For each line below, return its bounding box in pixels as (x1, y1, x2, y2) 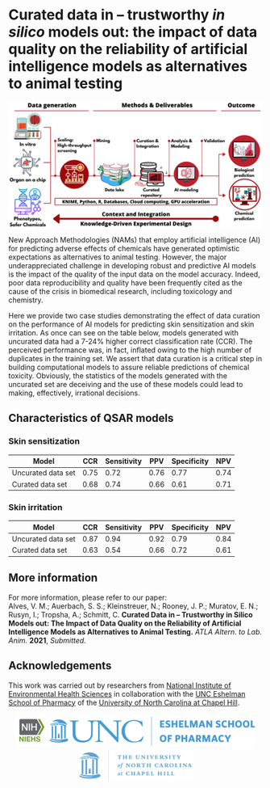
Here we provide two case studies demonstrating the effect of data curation (8, 310, 260, 320)
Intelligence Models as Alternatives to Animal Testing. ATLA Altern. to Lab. (8, 626, 263, 636)
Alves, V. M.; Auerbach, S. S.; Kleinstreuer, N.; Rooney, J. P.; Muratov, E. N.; (8, 600, 259, 611)
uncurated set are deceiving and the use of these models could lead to (8, 379, 243, 389)
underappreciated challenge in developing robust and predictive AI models (8, 260, 256, 270)
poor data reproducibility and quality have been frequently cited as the (8, 277, 243, 288)
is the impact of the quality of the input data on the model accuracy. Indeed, (8, 269, 260, 279)
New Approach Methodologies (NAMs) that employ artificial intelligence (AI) (8, 234, 261, 244)
